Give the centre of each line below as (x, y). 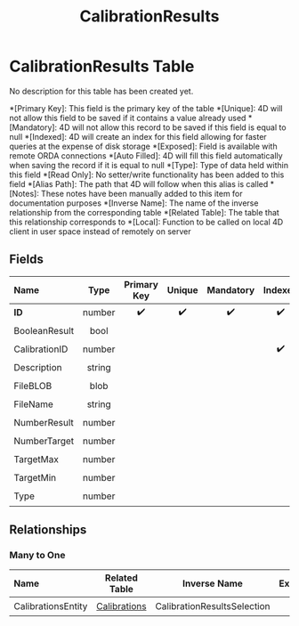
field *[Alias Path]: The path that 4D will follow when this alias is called (139, 183)
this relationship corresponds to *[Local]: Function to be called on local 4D (146, 222)
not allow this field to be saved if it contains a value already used (128, 118)
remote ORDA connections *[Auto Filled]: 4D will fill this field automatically (146, 155)
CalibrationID (41, 349)
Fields (27, 260)
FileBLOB (33, 386)
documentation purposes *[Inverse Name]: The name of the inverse (134, 203)
